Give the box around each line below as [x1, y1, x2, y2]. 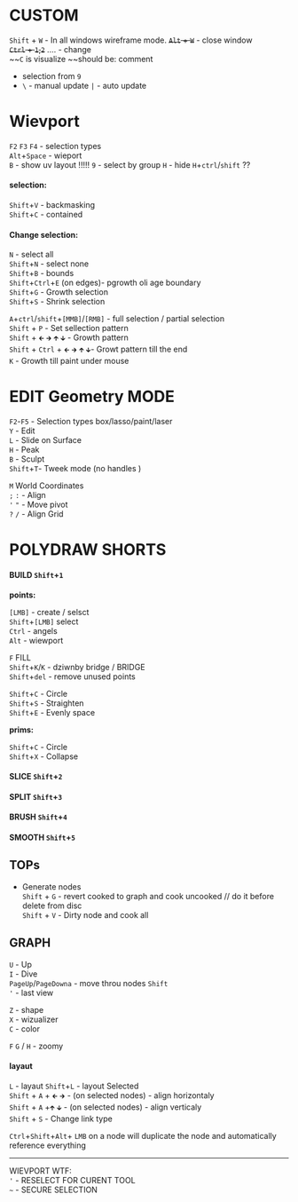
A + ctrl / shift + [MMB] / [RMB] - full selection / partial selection [9, 313, 224, 324]
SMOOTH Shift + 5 [9, 832, 75, 842]
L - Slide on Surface [9, 435, 82, 446]
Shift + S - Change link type [9, 1113, 113, 1124]
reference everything [9, 1140, 87, 1151]
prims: [9, 724, 34, 735]
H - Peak [9, 445, 40, 455]
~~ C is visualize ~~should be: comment [9, 53, 153, 64]
